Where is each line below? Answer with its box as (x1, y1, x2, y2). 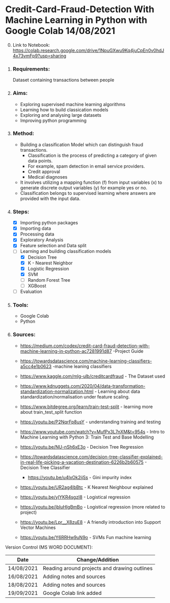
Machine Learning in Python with (5, 14, 148, 26)
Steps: (12, 208, 29, 215)
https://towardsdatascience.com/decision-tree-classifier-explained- (20, 453, 163, 460)
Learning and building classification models (20, 248, 112, 254)
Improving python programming (20, 117, 87, 123)
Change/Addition (77, 556, 119, 563)
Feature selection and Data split (20, 243, 87, 249)
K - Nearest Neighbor (27, 260, 73, 266)
